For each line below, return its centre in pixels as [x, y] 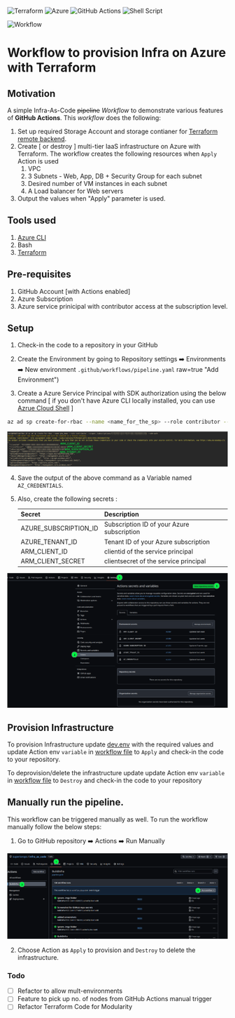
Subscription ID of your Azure [147, 524]
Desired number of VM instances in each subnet [98, 183]
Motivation [31, 94]
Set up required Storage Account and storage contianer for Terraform [117, 131]
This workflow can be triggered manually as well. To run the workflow [108, 819]
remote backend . [42, 139]
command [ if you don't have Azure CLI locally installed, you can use [116, 401]
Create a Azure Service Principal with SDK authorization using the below [122, 394]
